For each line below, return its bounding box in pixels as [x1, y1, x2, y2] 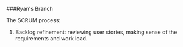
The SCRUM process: [6, 17, 61, 23]
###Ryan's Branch [6, 5, 53, 12]
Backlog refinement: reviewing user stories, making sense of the [15, 28, 178, 36]
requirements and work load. [15, 35, 88, 42]
